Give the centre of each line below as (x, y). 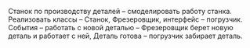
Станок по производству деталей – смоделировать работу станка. (120, 11)
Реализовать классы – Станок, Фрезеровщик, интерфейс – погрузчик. (125, 19)
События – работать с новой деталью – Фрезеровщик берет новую (121, 27)
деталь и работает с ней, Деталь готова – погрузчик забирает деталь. (125, 36)
